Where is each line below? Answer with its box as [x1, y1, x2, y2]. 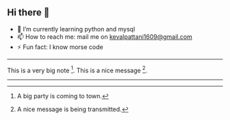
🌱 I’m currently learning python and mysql [16, 25, 136, 33]
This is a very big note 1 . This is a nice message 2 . [7, 65, 148, 74]
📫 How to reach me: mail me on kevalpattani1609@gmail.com [16, 32, 193, 41]
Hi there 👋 [7, 7, 50, 18]
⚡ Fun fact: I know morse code [16, 42, 104, 51]
